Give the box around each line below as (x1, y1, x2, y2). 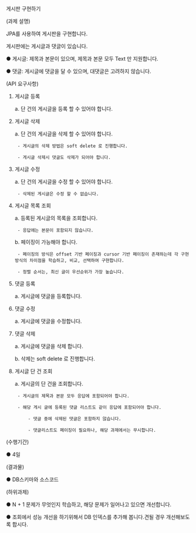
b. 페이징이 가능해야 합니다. (14, 239, 77, 246)
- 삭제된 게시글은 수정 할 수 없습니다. (17, 191, 99, 197)
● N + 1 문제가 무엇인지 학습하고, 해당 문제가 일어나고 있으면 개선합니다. (6, 501, 172, 508)
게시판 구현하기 (6, 5, 41, 12)
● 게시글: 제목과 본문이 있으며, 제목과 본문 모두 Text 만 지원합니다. (6, 55, 158, 62)
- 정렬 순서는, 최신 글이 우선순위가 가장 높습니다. (17, 269, 124, 275)
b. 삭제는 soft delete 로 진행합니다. (14, 355, 96, 362)
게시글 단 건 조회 (14, 368, 53, 375)
